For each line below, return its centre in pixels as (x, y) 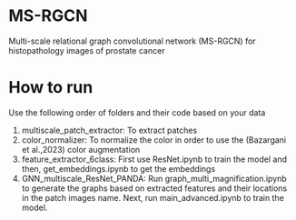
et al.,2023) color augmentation (81, 149)
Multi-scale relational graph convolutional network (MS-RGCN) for (132, 41)
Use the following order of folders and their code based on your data (137, 112)
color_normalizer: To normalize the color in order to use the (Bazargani (154, 140)
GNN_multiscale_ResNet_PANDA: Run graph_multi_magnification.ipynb (154, 178)
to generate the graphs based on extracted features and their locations (154, 188)
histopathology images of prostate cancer (87, 50)
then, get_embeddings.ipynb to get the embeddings (118, 168)
